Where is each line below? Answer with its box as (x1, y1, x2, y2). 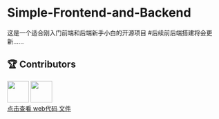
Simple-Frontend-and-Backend (7, 5, 191, 21)
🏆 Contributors (7, 59, 76, 71)
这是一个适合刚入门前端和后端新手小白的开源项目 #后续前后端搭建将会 (7, 28, 207, 37)
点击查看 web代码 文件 (7, 104, 71, 112)
